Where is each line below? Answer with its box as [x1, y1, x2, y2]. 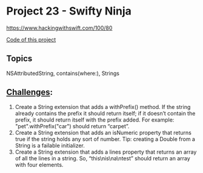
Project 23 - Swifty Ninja [6, 4, 132, 18]
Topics [6, 53, 33, 64]
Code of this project [6, 36, 56, 43]
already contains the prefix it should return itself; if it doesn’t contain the [15, 109, 196, 117]
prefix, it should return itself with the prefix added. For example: [15, 116, 175, 123]
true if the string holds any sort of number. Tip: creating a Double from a [15, 135, 196, 143]
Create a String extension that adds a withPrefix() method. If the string [15, 103, 191, 110]
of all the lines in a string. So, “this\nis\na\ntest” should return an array [15, 154, 191, 162]
